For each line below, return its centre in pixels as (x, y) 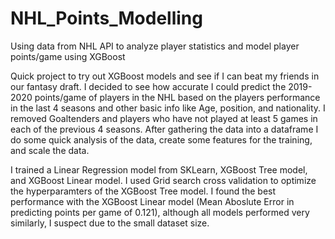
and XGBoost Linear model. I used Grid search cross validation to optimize (163, 180)
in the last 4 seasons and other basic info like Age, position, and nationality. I (168, 108)
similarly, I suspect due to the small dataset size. (110, 223)
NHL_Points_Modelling (106, 18)
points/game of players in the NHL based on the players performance (177, 97)
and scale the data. (50, 150)
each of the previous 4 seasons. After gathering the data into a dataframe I (164, 129)
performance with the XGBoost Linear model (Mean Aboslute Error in (152, 201)
